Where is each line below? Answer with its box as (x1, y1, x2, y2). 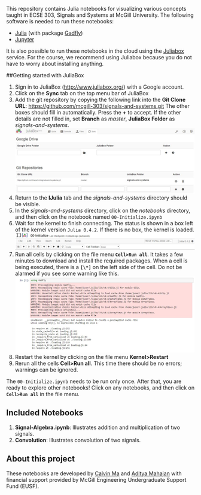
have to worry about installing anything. (6, 60, 104, 67)
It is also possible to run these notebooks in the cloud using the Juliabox (6, 47, 184, 55)
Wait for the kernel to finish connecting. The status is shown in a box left (14, 220, 193, 227)
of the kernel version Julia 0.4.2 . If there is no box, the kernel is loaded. (14, 226, 194, 233)
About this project (6, 454, 75, 464)
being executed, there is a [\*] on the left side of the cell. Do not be (14, 263, 182, 270)
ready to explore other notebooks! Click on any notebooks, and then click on (6, 384, 195, 391)
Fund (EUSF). (6, 482, 39, 490)
